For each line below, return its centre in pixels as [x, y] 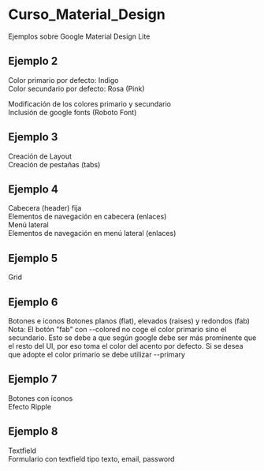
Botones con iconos [41, 398]
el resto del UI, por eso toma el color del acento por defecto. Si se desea [126, 346]
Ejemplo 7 [33, 379]
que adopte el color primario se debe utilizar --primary [97, 354]
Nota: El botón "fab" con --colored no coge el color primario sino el [117, 329]
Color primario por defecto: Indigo [63, 80]
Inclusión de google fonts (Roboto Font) [73, 112]
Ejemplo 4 [33, 189]
